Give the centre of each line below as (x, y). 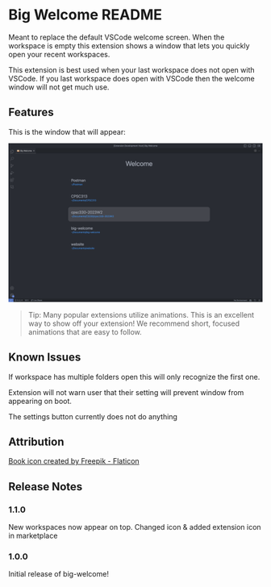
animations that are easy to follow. (85, 331)
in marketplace (33, 536)
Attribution (36, 441)
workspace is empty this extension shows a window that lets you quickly (129, 45)
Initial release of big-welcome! (58, 574)
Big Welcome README (85, 15)
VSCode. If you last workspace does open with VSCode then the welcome (132, 78)
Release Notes (46, 487)
